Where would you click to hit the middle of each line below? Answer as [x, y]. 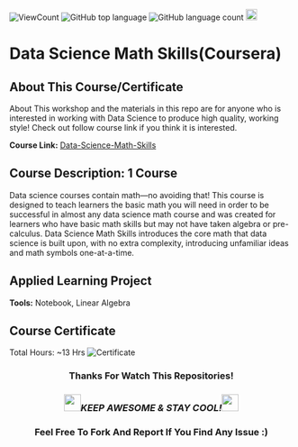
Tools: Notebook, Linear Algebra [70, 303]
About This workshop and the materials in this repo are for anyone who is [145, 109]
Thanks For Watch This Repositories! [151, 376]
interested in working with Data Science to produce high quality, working [144, 118]
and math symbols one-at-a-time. [72, 252]
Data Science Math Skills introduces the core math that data [156, 233]
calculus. [26, 233]
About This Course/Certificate [96, 87]
